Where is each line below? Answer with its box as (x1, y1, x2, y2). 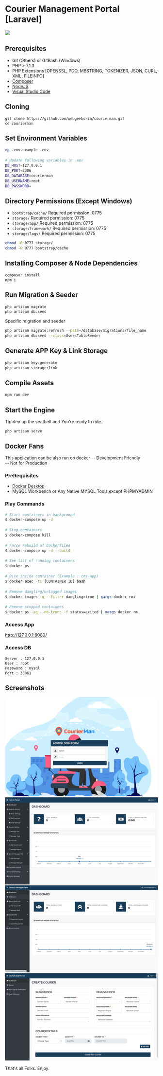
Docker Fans (5, 442, 44, 450)
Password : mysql (5, 665, 40, 671)
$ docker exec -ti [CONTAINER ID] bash (5, 579, 86, 584)
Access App (5, 621, 34, 628)
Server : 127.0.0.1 (5, 656, 45, 661)
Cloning (5, 103, 30, 111)
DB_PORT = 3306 (5, 168, 32, 173)
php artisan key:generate (5, 360, 57, 365)
